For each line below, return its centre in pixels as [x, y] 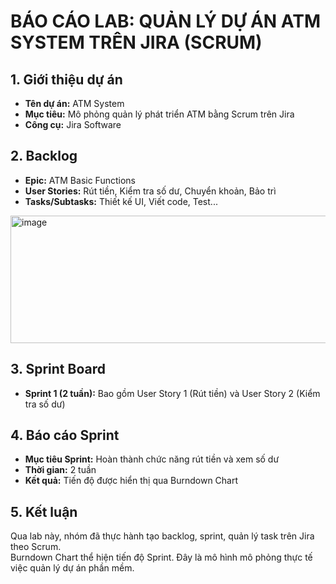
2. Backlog [44, 156]
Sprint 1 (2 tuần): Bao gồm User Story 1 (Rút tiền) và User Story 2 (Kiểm [172, 393]
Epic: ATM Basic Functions [80, 180]
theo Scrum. [36, 547]
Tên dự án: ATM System [74, 103]
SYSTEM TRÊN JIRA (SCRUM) [136, 42]
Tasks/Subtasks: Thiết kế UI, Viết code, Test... [121, 201]
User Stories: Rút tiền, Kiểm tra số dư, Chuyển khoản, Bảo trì [150, 191]
